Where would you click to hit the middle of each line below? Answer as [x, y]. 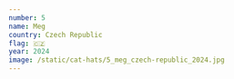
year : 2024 [29, 52]
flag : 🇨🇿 [27, 43]
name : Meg [27, 26]
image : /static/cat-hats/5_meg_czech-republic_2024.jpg [117, 60]
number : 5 [27, 18]
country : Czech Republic [56, 35]
